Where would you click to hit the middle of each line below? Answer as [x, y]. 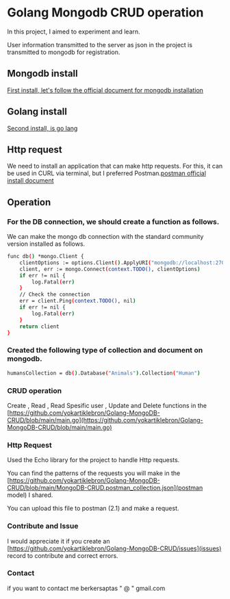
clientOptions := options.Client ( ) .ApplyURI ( [86, 263]
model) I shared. [30, 495]
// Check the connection [55, 295]
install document [30, 181]
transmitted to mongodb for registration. [64, 52]
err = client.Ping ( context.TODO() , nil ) [78, 301]
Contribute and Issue [43, 526]
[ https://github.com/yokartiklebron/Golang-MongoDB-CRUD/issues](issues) [114, 548]
